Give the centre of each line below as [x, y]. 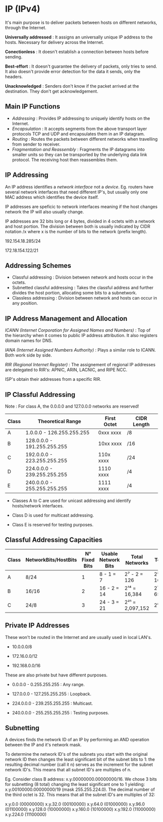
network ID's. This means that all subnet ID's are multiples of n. [68, 770]
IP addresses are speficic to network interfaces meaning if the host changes [81, 206]
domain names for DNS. [29, 341]
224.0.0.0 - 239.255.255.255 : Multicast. [52, 703]
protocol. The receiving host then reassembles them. [65, 160]
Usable [109, 554]
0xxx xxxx [110, 433]
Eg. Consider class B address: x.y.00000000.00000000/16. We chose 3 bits [81, 779]
